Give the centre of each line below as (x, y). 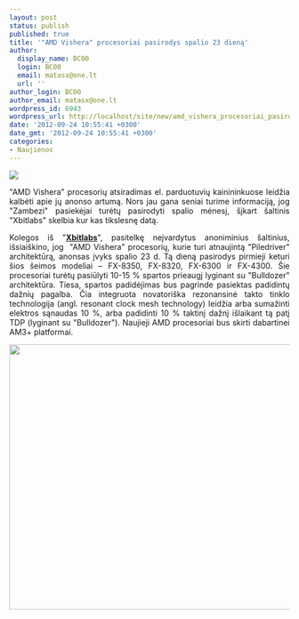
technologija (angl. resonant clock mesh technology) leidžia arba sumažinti (149, 303)
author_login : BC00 (45, 92)
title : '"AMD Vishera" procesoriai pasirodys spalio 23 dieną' (129, 42)
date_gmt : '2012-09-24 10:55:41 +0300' (83, 133)
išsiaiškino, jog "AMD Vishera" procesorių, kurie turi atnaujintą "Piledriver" (149, 246)
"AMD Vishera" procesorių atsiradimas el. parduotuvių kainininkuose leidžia (149, 191)
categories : (31, 141)
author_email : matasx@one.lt (63, 100)
